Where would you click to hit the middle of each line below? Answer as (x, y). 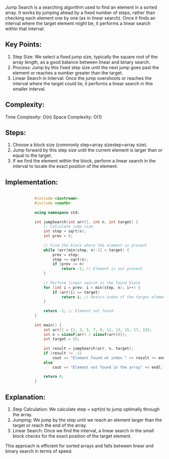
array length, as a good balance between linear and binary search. (81, 62)
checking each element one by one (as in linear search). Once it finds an (80, 18)
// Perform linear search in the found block (92, 283)
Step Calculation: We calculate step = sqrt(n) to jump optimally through (86, 409)
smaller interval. (29, 89)
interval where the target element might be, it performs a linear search (78, 23)
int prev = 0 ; (58, 236)
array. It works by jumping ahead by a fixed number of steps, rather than (80, 13)
